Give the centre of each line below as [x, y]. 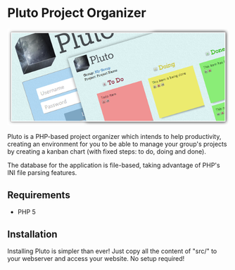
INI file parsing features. [42, 173]
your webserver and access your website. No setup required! [96, 259]
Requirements [39, 195]
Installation [32, 234]
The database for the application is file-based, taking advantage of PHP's [114, 165]
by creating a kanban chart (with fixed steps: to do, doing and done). [107, 152]
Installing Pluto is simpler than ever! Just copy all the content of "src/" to [112, 251]
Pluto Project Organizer [77, 13]
